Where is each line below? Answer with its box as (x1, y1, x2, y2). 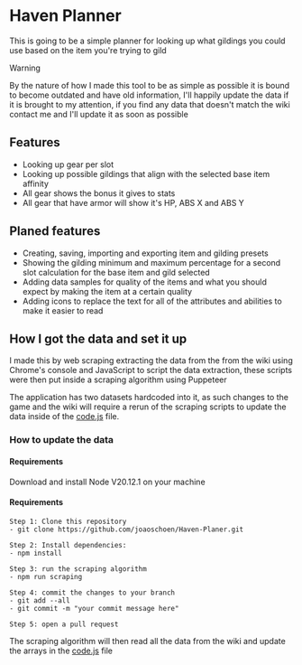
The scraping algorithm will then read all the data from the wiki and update (9, 635, 286, 646)
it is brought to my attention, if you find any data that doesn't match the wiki (9, 98, 290, 109)
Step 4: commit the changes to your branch (9, 588, 176, 597)
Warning (9, 62, 41, 73)
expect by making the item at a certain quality (22, 286, 192, 296)
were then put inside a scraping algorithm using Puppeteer (9, 374, 227, 385)
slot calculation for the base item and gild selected (22, 267, 210, 277)
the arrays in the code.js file (9, 645, 114, 656)
